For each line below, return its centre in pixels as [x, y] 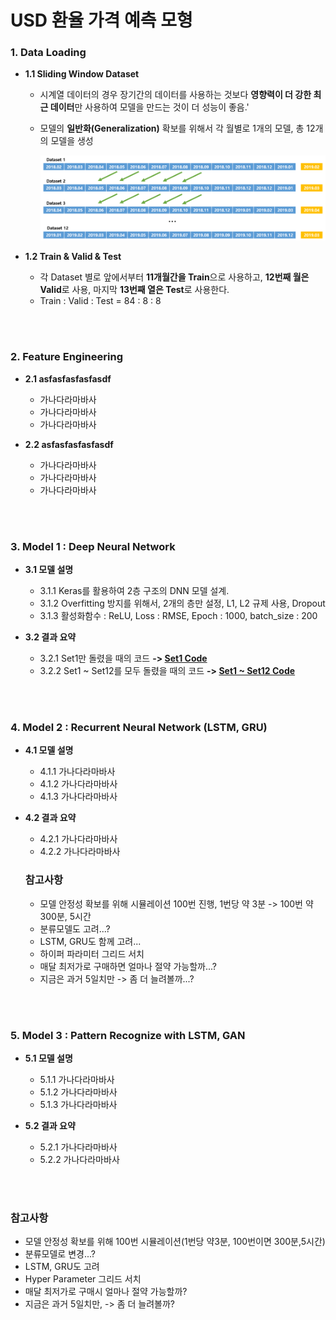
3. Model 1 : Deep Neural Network [93, 546]
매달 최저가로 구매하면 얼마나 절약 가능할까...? [128, 966]
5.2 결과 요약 [50, 1125]
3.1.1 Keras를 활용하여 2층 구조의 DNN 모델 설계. [134, 591]
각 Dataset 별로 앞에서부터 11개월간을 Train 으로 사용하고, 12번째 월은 [174, 277]
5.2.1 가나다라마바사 [78, 1147]
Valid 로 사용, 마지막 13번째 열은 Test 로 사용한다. [134, 290]
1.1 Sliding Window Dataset [82, 74]
